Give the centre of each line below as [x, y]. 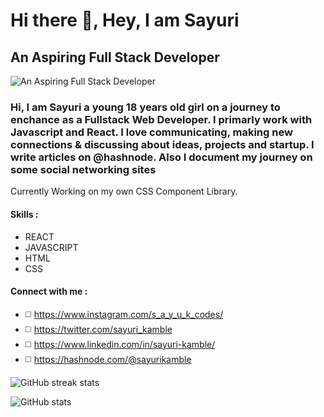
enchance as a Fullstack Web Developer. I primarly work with [161, 119]
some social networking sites [83, 169]
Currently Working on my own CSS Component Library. [124, 191]
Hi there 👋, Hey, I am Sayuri [125, 20]
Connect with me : [49, 291]
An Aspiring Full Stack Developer [115, 57]
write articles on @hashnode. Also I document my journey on [161, 157]
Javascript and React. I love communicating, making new [151, 132]
